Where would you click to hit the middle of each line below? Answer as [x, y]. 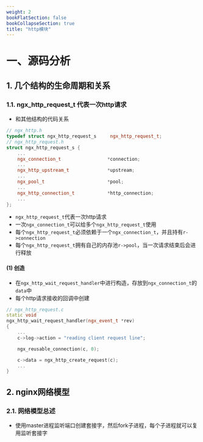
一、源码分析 [39, 61]
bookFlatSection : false [37, 18]
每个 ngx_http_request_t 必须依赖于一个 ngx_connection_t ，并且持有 [99, 232]
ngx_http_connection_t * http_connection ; [86, 193]
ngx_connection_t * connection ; [79, 159]
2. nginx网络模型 [38, 392]
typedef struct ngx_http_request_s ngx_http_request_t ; [84, 136]
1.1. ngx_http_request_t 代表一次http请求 [66, 105]
